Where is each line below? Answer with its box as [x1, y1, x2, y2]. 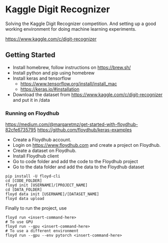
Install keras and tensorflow [12, 75, 71, 81]
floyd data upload [5, 196, 44, 202]
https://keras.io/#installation [20, 86, 80, 92]
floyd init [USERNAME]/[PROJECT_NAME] [5, 183, 88, 188]
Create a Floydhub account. [12, 137, 71, 143]
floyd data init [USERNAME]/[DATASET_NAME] [5, 192, 100, 197]
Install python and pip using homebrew [12, 70, 95, 76]
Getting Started [5, 51, 56, 59]
